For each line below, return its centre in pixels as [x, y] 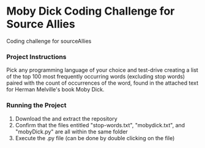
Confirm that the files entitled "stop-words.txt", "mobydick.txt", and [100, 125]
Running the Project [36, 105]
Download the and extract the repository [66, 118]
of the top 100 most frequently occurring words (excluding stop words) [96, 77]
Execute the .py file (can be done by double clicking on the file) [95, 138]
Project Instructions [36, 57]
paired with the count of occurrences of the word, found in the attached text [102, 83]
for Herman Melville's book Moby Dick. [55, 90]
